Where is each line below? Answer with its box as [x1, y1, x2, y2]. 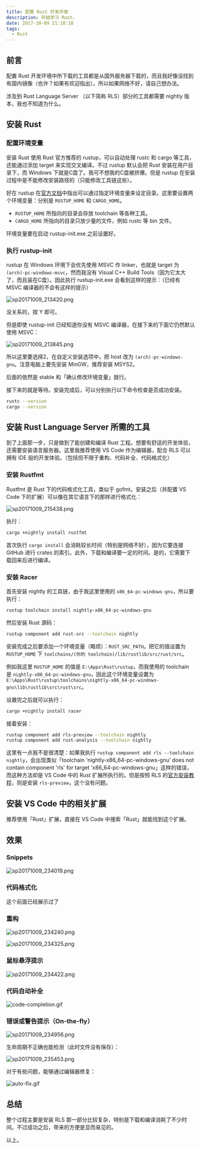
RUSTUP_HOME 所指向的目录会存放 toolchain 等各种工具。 [14, 209, 151, 217]
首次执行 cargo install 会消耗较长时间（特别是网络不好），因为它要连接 [6, 541, 184, 548]
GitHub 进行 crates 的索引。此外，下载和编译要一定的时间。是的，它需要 [6, 549, 185, 556]
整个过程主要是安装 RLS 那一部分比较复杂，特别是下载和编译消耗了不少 [6, 1116, 182, 1124]
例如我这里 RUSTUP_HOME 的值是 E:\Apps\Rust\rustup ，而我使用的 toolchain [6, 663, 189, 670]
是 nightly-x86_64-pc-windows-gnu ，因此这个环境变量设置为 [6, 670, 154, 678]
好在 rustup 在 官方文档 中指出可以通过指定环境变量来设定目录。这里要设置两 [6, 189, 194, 196]
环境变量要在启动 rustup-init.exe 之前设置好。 [6, 230, 119, 237]
